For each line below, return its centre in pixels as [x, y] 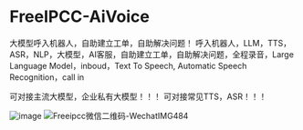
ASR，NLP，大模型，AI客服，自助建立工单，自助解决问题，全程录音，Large [152, 54]
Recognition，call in [47, 77]
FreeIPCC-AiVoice [80, 17]
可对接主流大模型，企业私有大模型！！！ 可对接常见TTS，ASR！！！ [138, 96]
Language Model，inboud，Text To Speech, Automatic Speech [128, 65]
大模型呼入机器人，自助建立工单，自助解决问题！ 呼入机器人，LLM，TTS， [151, 43]
